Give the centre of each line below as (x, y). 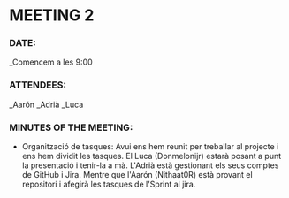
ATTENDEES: (38, 85)
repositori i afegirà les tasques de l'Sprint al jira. (109, 184)
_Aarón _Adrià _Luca (46, 104)
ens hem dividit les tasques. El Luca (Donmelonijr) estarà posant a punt (152, 156)
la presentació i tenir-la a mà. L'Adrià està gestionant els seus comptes (150, 165)
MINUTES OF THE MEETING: (71, 127)
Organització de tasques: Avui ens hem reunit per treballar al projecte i (150, 147)
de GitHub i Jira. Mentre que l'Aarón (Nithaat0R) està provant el (137, 175)
